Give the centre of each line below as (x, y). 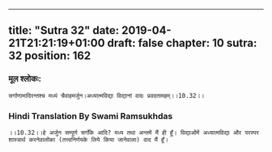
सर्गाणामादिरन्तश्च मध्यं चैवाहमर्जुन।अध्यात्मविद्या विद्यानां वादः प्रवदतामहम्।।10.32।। (106, 95)
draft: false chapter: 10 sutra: (182, 43)
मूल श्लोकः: (25, 79)
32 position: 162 (50, 56)
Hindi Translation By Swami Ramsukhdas (91, 116)
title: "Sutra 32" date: (64, 30)
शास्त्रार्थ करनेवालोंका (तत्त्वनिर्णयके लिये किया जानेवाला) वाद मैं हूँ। (88, 139)
